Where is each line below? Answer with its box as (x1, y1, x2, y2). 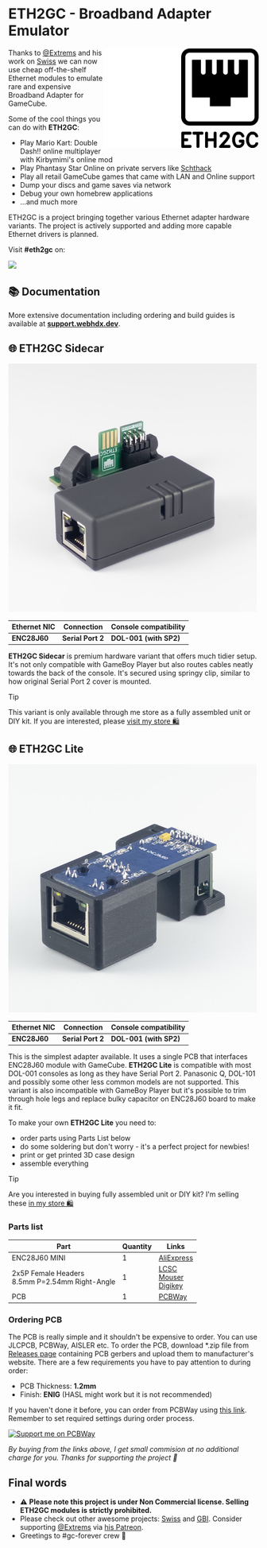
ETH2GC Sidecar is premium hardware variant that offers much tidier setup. (8, 651, 257, 661)
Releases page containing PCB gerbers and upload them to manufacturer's (8, 1349, 254, 1359)
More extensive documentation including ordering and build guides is (8, 310, 236, 320)
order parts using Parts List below (19, 1133, 131, 1143)
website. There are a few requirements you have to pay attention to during (8, 1357, 251, 1368)
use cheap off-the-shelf (8, 64, 87, 74)
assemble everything (19, 1158, 89, 1168)
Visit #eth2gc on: (8, 244, 66, 254)
